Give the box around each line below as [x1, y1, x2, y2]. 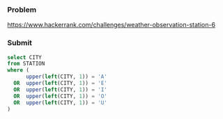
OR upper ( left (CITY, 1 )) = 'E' [13, 80, 108, 87]
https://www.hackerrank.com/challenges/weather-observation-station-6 [7, 21, 216, 29]
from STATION [7, 61, 45, 68]
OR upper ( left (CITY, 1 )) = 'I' [13, 86, 108, 93]
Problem [7, 5, 37, 15]
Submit [7, 38, 33, 48]
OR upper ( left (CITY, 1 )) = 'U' [13, 99, 108, 106]
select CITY [7, 54, 42, 61]
